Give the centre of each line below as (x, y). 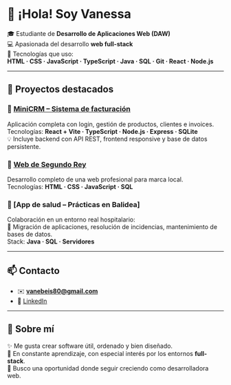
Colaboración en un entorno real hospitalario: (71, 219)
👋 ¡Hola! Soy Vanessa (69, 14)
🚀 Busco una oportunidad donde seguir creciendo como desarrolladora (108, 368)
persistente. (24, 146)
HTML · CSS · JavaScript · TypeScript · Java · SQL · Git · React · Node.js (110, 61)
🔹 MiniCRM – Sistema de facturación (69, 109)
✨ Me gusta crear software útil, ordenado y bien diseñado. (90, 346)
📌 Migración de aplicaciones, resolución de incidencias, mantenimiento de (112, 227)
